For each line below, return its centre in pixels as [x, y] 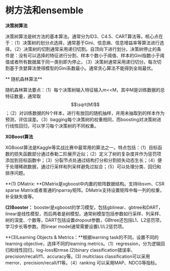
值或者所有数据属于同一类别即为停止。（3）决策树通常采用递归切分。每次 [81, 62]
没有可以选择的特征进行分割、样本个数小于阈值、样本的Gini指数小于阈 [92, 55]
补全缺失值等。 [21, 196]
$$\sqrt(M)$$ [85, 104]
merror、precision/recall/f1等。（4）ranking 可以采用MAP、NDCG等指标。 [82, 262]
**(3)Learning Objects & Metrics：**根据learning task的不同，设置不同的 [82, 237]
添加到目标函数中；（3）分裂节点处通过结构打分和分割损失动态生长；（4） [81, 160]
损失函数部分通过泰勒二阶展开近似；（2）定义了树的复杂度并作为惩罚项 [88, 154]
